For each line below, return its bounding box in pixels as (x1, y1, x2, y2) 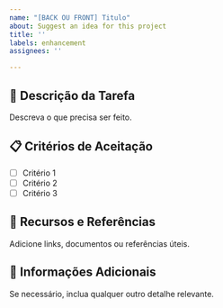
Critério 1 (22, 168, 57, 178)
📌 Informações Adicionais (9, 265, 156, 280)
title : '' (9, 30, 47, 39)
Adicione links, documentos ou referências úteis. (9, 238, 191, 249)
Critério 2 (22, 177, 58, 188)
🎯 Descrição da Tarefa (9, 87, 136, 104)
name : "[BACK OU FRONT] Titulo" (9, 13, 130, 23)
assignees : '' (9, 47, 63, 56)
